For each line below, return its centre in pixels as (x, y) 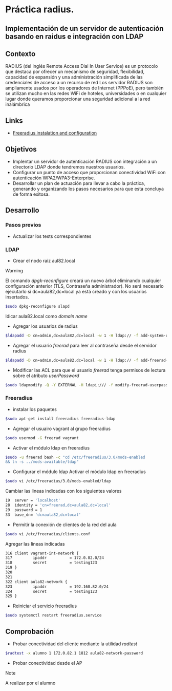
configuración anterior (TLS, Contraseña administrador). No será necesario (84, 286)
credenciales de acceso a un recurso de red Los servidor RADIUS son (79, 83)
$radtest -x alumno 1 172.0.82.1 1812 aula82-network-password (74, 653)
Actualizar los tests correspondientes (52, 236)
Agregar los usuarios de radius (45, 326)
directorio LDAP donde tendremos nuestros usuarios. (69, 167)
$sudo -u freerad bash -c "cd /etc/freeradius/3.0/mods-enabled (75, 457)
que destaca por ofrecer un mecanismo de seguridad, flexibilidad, (75, 72)
